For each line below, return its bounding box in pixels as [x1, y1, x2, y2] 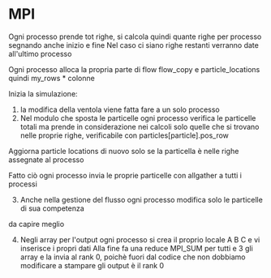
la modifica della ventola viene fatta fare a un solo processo [19, 105, 221, 114]
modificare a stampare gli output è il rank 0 [19, 260, 165, 270]
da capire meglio [8, 219, 65, 229]
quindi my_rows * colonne [8, 73, 95, 83]
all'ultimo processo [8, 49, 72, 58]
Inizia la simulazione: [8, 88, 79, 98]
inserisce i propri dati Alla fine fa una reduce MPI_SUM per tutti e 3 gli [19, 243, 253, 253]
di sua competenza [19, 203, 85, 213]
